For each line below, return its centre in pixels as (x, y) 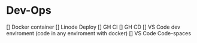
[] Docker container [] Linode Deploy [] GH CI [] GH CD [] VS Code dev (93, 27)
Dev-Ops (29, 10)
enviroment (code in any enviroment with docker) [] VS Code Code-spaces (99, 33)
